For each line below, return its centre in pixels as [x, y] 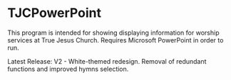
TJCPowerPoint [55, 13]
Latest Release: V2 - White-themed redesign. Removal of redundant [107, 61]
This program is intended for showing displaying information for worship [113, 33]
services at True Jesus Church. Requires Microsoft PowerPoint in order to [115, 40]
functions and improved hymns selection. [68, 69]
